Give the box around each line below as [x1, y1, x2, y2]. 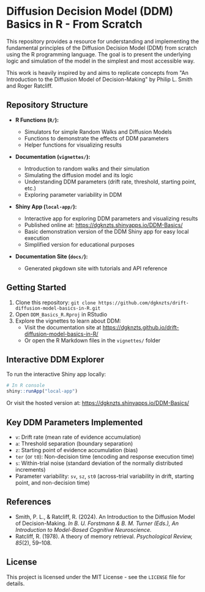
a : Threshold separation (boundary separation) [15, 440, 133, 447]
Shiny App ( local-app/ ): [15, 202, 77, 210]
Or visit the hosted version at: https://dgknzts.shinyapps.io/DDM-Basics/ [6, 399, 190, 407]
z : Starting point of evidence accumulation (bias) [15, 446, 138, 453]
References [6, 497, 51, 507]
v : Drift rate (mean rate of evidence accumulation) [15, 433, 141, 440]
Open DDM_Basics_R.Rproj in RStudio [15, 310, 108, 318]
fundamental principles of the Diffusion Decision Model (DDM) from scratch [6, 44, 197, 52]
